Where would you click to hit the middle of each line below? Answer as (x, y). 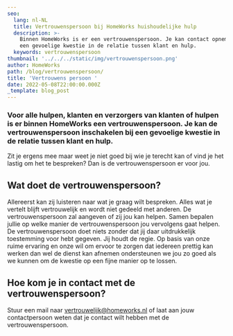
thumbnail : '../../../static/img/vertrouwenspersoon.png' (93, 59)
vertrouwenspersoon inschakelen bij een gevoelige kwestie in (114, 132)
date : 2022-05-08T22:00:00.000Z (54, 85)
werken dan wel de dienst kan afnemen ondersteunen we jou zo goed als (112, 254)
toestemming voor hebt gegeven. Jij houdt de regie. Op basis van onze (109, 239)
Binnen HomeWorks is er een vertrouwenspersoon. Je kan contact (114, 39)
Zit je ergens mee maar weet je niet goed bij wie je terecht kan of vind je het (115, 156)
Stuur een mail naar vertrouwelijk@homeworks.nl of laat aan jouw (101, 310)
